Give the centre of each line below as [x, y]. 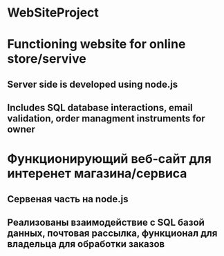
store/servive [47, 59]
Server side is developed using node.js [93, 84]
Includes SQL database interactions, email [100, 108]
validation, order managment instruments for [106, 119]
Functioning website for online [96, 45]
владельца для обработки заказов [86, 244]
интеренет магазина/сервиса [97, 174]
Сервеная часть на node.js [68, 199]
